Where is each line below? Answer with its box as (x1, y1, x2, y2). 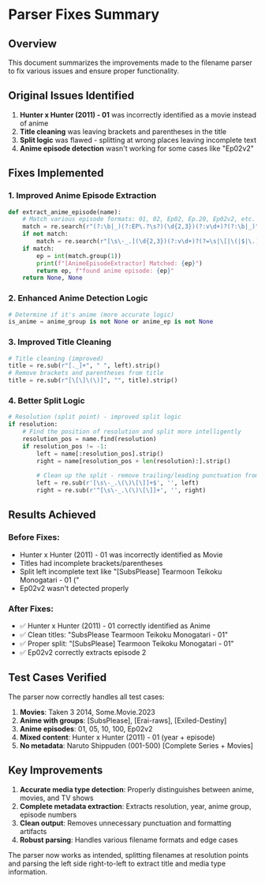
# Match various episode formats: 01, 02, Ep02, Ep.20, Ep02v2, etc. (22, 215, 256, 223)
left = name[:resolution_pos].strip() (36, 450, 164, 458)
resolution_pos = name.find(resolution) (22, 436, 157, 443)
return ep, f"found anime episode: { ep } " (36, 267, 175, 275)
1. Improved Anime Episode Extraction (8, 190, 157, 201)
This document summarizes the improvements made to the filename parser (8, 58, 252, 67)
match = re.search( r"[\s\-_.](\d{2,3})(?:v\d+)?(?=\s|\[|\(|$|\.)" (36, 238, 263, 245)
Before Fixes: (8, 532, 61, 543)
